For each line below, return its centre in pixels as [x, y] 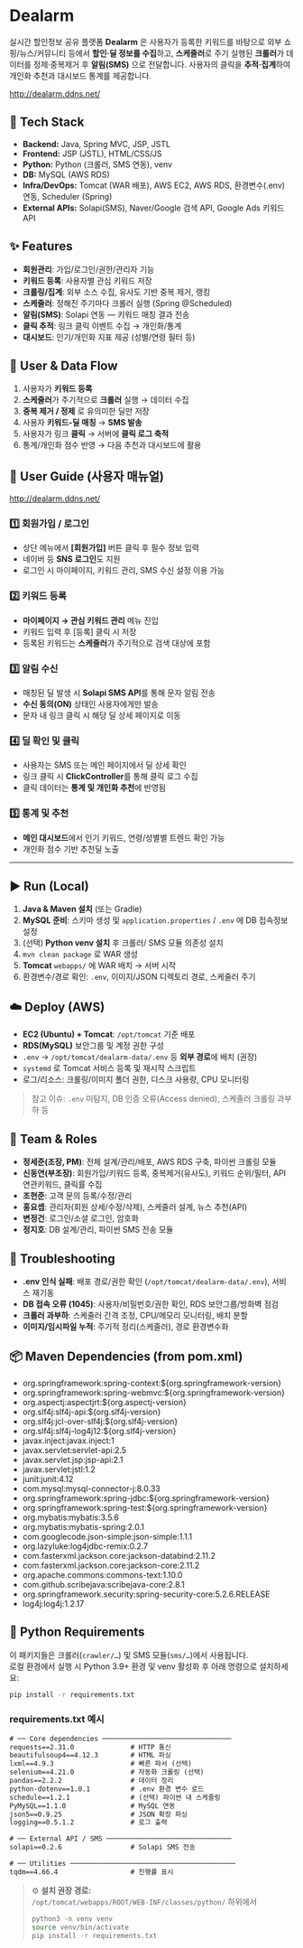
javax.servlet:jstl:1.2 [59, 1469]
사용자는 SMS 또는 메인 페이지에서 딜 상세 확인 [104, 765]
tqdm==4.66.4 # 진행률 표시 [92, 1872]
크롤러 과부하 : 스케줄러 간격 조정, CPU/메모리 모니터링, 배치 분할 [135, 1315]
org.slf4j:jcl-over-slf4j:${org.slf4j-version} [100, 1421]
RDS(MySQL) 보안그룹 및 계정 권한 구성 [93, 1046]
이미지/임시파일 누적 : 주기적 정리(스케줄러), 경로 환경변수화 [125, 1326]
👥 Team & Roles [53, 1139]
